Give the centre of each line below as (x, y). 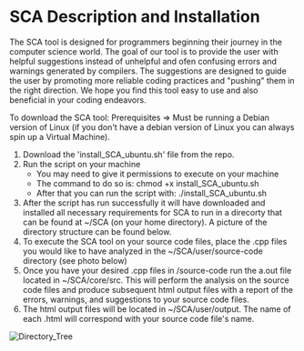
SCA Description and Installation (135, 17)
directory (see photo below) (75, 260)
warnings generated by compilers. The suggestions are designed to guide (148, 71)
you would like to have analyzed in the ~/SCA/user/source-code (143, 251)
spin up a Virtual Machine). (60, 136)
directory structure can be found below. (97, 231)
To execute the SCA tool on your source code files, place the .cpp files (155, 241)
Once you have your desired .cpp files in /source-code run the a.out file (157, 270)
